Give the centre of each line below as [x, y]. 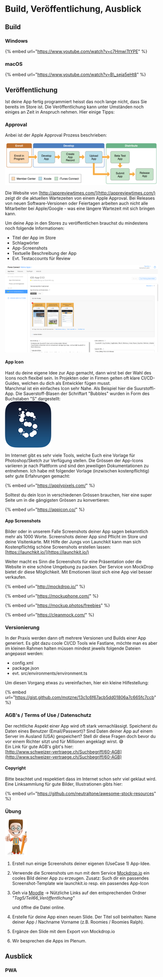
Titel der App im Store [34, 238]
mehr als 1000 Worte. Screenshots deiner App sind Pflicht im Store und [76, 537]
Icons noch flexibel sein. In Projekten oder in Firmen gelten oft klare [73, 378]
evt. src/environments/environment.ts [49, 674]
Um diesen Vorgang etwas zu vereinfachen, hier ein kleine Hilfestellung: [77, 683]
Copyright [16, 768]
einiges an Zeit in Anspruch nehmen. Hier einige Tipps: [60, 112]
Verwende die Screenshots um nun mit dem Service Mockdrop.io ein [81, 873]
